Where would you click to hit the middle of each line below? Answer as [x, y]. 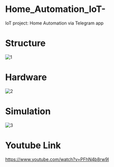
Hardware [26, 77]
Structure [25, 43]
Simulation [28, 111]
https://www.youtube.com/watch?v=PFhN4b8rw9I [57, 159]
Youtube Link [33, 145]
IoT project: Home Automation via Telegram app [54, 23]
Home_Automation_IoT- [55, 9]
